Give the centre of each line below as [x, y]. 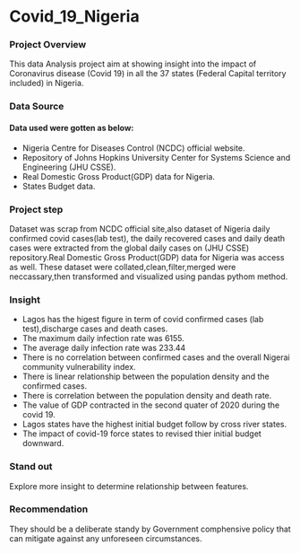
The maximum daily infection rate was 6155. [103, 338]
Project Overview [48, 45]
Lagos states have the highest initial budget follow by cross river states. [154, 425]
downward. [43, 443]
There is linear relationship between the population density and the [146, 377]
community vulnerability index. [79, 367]
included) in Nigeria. [47, 83]
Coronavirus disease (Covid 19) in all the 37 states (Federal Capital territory [148, 74]
